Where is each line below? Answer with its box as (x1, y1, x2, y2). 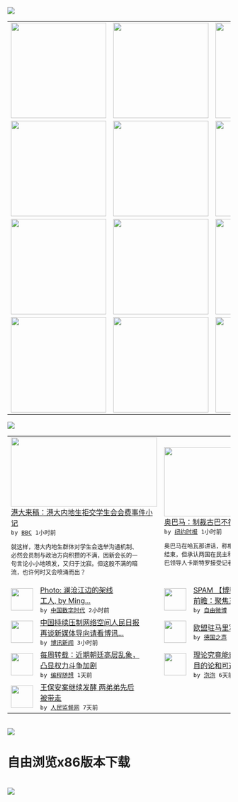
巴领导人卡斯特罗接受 (164, 558, 222, 566)
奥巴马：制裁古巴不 (164, 517, 229, 527)
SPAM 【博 (193, 585, 230, 595)
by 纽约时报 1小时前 (164, 528, 222, 536)
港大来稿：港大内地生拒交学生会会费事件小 (11, 508, 154, 517)
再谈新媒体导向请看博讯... (40, 629, 124, 638)
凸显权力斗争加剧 (40, 661, 98, 671)
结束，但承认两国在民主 (164, 551, 228, 558)
